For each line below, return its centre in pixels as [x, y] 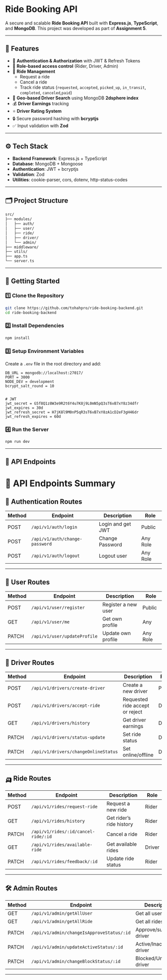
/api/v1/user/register [58, 608]
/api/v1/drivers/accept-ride [66, 706]
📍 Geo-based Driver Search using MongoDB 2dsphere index [75, 98]
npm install [17, 338]
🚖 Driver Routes [30, 662]
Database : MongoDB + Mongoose [47, 164]
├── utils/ [16, 252]
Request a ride [35, 76]
